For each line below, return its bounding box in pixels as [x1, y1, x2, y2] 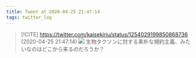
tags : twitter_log [6, 14, 52, 20]
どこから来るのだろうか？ [41, 45, 105, 53]
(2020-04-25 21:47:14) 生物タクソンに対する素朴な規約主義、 [20, 38, 180, 45]
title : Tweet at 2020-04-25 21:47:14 [6, 8, 100, 15]
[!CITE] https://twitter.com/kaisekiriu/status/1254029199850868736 [20, 30, 188, 38]
